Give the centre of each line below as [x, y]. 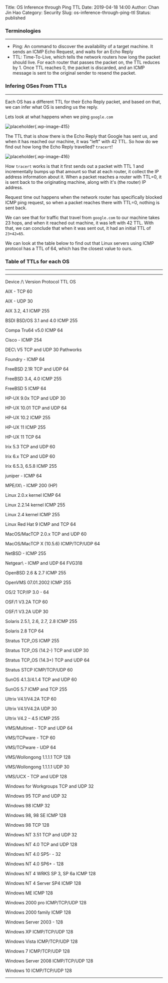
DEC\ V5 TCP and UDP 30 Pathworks [43, 350]
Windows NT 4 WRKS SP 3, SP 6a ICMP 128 [50, 873]
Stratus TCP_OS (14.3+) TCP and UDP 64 [47, 660]
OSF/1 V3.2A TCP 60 [27, 602]
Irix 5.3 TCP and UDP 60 [30, 446]
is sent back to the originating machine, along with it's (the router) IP [76, 182]
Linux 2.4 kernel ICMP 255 [32, 514]
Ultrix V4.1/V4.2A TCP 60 [31, 699]
